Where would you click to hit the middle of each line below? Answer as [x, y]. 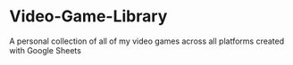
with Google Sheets [46, 50]
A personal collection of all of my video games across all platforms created [147, 41]
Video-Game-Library [88, 16]
